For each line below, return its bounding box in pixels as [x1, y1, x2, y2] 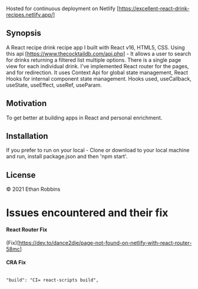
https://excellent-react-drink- [118, 5, 190, 12]
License [6, 170, 36, 180]
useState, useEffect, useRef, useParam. [6, 81, 102, 88]
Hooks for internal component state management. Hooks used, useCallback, [6, 75, 192, 82]
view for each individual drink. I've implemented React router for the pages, [6, 62, 189, 69]
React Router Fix [6, 226, 48, 233]
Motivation [6, 98, 47, 108]
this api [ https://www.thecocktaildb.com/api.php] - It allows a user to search [6, 50, 192, 57]
